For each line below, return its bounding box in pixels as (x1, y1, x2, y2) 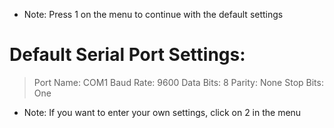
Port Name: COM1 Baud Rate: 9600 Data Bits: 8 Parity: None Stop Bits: (33, 76, 324, 88)
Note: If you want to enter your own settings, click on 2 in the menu (23, 106, 302, 118)
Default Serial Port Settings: (9, 44, 246, 66)
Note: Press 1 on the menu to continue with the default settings (23, 9, 284, 20)
